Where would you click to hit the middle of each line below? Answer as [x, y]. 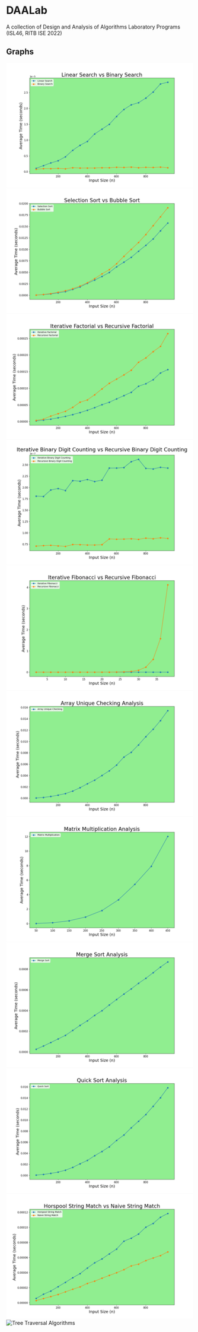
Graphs [20, 52]
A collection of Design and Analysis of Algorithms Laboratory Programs [93, 27]
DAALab [27, 10]
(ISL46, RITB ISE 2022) [34, 33]
